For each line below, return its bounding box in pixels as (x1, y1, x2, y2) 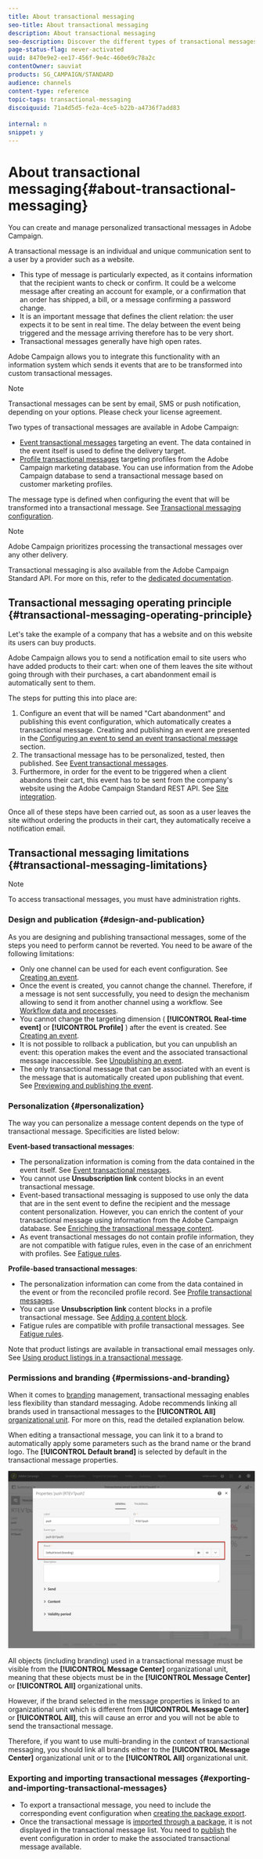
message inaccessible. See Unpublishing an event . (19, 1056, 184, 1065)
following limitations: (8, 948, 74, 958)
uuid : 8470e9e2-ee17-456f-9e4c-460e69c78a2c (8, 54, 156, 62)
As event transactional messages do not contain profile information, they (19, 1233, 254, 1242)
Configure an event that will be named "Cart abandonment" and (19, 708, 225, 718)
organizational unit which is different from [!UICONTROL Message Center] (8, 1704, 249, 1715)
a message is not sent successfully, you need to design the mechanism (19, 989, 250, 999)
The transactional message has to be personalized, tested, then (19, 750, 225, 759)
